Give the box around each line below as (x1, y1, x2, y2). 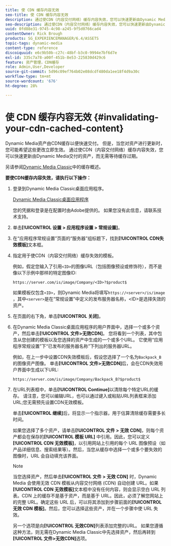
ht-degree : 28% (5, 83, 38, 88)
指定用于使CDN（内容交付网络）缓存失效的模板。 (12, 252, 117, 258)
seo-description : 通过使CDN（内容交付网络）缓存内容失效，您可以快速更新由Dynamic (5, 21, 165, 27)
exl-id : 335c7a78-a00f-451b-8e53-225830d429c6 (5, 55, 106, 60)
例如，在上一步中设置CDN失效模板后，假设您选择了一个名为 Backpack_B (12, 354, 162, 360)
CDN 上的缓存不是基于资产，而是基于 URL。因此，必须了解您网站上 (21, 492, 163, 499)
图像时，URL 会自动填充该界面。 (12, 453, 81, 459)
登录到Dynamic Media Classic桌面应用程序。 (12, 185, 107, 191)
